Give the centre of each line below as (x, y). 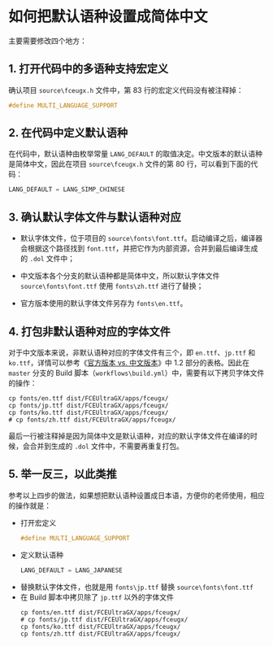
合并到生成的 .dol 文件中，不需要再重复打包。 (107, 446)
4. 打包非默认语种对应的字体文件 (89, 332)
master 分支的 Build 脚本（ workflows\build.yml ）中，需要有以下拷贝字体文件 (136, 373)
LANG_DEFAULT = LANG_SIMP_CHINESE (67, 190)
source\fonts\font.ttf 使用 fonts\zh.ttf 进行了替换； (112, 286)
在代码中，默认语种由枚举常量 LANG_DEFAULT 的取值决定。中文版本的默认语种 (135, 154)
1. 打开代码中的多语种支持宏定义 (89, 69)
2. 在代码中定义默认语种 (68, 133)
